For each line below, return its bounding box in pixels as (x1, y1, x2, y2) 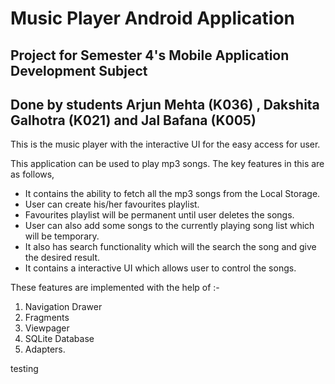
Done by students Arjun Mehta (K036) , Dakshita (10, 96, 320, 113)
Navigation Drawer (24, 301, 103, 313)
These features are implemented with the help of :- (10, 282, 220, 294)
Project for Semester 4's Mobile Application (10, 47, 290, 64)
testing (10, 363, 39, 375)
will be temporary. (24, 230, 100, 242)
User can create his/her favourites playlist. (24, 198, 200, 211)
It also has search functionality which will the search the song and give (24, 241, 317, 253)
